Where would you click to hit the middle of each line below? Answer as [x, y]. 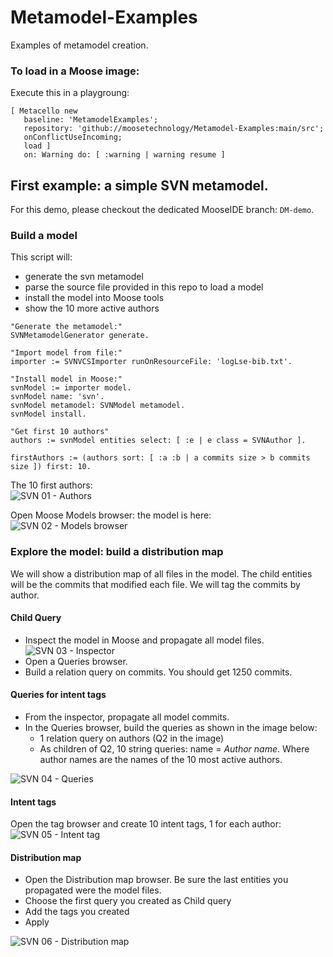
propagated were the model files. [93, 890]
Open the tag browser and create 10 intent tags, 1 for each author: [146, 824]
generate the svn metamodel [84, 277]
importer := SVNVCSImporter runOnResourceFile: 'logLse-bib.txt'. [151, 362]
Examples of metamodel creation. [79, 45]
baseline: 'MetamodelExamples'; [91, 120]
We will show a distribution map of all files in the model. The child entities [161, 573]
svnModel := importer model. [71, 388]
